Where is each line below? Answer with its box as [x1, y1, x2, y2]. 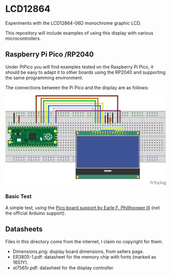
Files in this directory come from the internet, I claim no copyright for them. [5, 238, 163, 244]
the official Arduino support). [5, 210, 66, 216]
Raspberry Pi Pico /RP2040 [5, 50, 94, 59]
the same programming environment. [5, 75, 83, 81]
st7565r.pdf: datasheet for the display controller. [12, 264, 115, 271]
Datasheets [5, 225, 43, 234]
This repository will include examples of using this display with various [5, 30, 154, 36]
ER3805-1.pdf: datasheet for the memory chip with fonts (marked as [12, 254, 157, 260]
